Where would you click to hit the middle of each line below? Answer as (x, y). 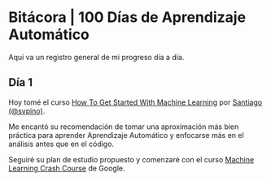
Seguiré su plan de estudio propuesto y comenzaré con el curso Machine (131, 159)
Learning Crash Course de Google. (67, 168)
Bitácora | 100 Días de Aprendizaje (127, 17)
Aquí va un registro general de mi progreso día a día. (96, 57)
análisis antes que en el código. (61, 144)
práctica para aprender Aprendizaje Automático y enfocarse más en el (126, 135)
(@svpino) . (27, 110)
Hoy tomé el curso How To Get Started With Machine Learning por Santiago (135, 102)
